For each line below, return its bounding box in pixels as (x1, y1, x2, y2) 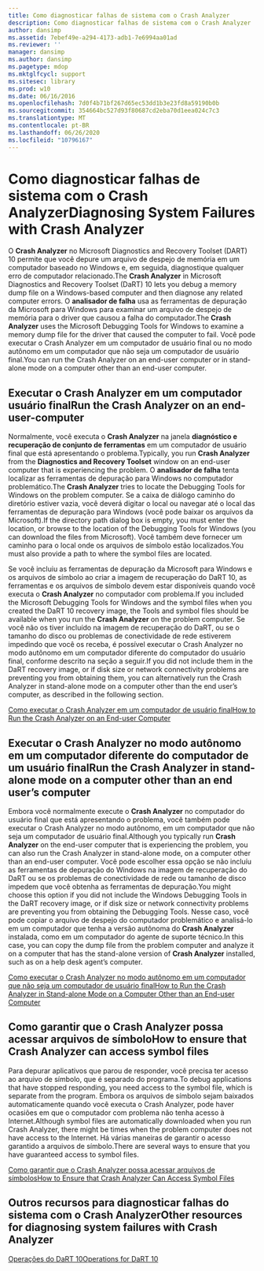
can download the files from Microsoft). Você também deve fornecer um (8, 533, 243, 542)
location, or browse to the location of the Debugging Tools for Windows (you (8, 524, 256, 533)
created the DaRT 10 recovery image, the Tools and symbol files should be (8, 606, 249, 615)
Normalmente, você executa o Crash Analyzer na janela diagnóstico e (8, 432, 238, 441)
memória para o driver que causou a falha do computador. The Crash (8, 313, 232, 323)
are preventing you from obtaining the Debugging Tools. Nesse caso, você (8, 907, 250, 916)
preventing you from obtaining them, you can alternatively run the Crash (8, 673, 242, 682)
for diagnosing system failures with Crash (8, 1221, 218, 1234)
